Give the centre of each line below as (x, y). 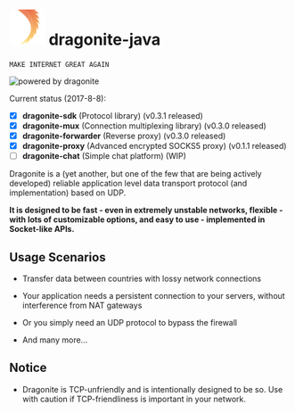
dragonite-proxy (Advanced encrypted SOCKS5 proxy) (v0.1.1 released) (154, 146)
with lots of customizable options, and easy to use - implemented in (137, 219)
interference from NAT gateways (82, 306)
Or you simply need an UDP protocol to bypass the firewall (130, 323)
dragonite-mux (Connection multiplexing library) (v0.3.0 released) (144, 126)
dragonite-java (105, 40)
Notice (28, 368)
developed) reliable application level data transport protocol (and (128, 184)
